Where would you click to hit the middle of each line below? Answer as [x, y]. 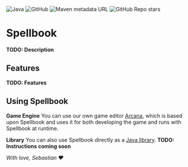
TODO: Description [30, 49]
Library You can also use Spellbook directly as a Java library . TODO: [90, 140]
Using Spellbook [37, 101]
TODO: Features [26, 83]
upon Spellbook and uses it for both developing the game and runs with [94, 122]
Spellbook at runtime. [32, 128]
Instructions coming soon [39, 146]
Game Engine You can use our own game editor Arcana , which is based [94, 115]
